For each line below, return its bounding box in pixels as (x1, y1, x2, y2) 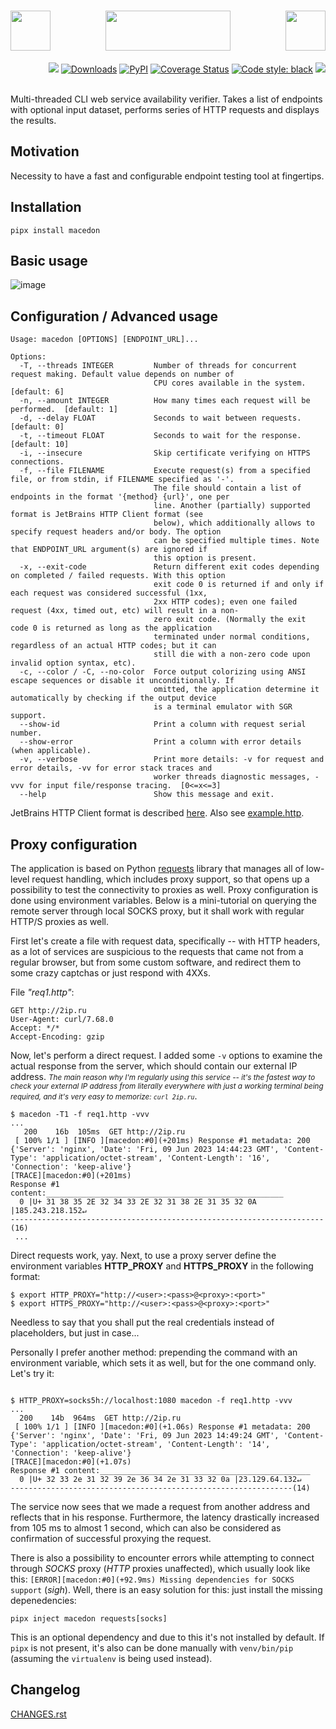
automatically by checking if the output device (10, 693, 217, 704)
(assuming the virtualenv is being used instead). (10, 1653, 213, 1664)
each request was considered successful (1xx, (10, 588, 208, 599)
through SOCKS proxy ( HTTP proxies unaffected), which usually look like (10, 1563, 311, 1574)
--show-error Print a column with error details (19, 737, 302, 747)
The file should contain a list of (153, 483, 302, 494)
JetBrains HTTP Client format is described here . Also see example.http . (10, 807, 305, 819)
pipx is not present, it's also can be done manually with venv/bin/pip (10, 1642, 294, 1654)
